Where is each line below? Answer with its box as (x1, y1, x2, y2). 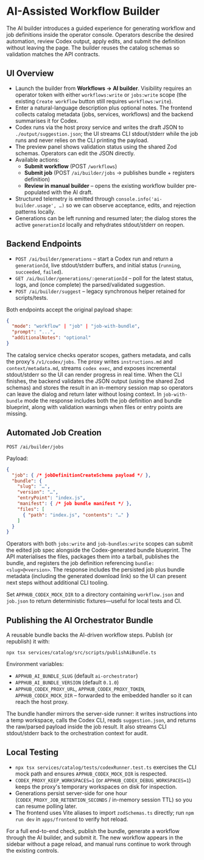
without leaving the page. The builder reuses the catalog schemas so (6, 44, 180, 51)
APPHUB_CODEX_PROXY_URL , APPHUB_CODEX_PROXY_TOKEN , (15, 685, 146, 692)
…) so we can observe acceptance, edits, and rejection (58, 201, 196, 209)
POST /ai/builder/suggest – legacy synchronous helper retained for (15, 287, 186, 295)
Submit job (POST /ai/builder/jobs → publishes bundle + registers (24, 169, 195, 176)
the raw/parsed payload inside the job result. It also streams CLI (6, 723, 167, 730)
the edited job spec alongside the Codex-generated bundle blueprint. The (6, 546, 191, 554)
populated (24, 188, 50, 196)
